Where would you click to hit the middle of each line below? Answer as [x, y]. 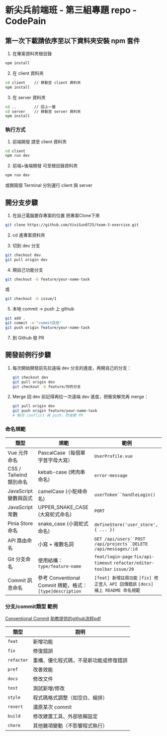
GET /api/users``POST [120, 539]
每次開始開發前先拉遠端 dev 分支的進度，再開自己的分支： [72, 368]
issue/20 [124, 569]
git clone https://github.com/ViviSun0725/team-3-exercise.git [72, 225]
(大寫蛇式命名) [55, 514]
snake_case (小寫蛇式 [63, 524]
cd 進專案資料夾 [29, 235]
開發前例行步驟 [28, 355]
